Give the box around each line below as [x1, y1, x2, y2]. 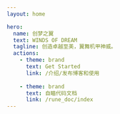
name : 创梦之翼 [13, 30, 54, 37]
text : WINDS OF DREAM [13, 36, 78, 43]
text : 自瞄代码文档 [25, 90, 78, 97]
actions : [13, 50, 39, 57]
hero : [6, 23, 23, 31]
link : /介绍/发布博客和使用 [25, 69, 100, 77]
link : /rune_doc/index [25, 96, 94, 103]
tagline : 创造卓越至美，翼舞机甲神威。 [13, 43, 117, 51]
